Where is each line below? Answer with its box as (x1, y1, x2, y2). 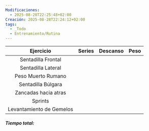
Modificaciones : (5, 7, 40, 13)
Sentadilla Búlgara (18, 81, 63, 88)
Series (78, 47, 94, 54)
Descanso (99, 47, 124, 54)
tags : (5, 21, 17, 27)
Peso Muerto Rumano (14, 72, 67, 80)
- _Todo (10, 27, 26, 32)
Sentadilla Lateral (19, 64, 62, 71)
